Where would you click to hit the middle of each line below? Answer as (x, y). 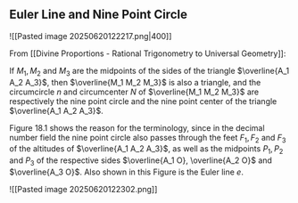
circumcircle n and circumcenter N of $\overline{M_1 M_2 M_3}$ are (134, 92)
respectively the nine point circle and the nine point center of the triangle (143, 101)
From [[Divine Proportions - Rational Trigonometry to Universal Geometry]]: (148, 53)
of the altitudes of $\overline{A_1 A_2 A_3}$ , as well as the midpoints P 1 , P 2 (146, 150)
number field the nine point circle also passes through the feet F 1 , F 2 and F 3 (148, 138)
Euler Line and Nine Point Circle (98, 15)
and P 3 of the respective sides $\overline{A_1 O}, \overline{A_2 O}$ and (141, 161)
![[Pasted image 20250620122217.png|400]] (91, 36)
